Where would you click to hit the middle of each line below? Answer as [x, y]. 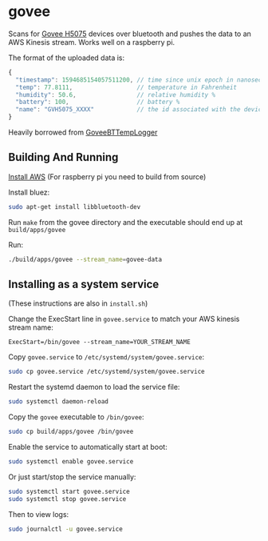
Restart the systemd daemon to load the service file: [94, 387]
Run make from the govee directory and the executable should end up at [126, 222]
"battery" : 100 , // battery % [98, 102]
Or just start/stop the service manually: [72, 477]
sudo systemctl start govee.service [69, 491]
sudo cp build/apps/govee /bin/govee [71, 432]
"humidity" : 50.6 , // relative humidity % [116, 94]
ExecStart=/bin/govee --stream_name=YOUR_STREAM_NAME [100, 343]
